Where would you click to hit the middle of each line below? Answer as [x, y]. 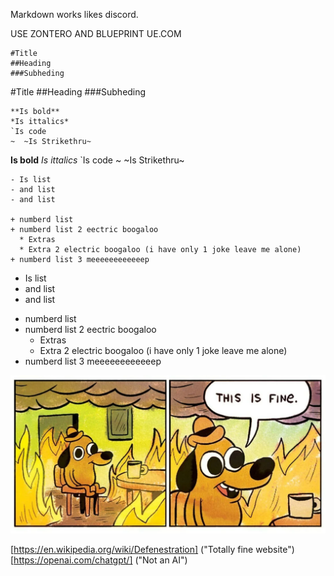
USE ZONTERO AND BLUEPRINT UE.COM [96, 33]
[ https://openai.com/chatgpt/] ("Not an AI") [99, 560]
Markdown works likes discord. [74, 14]
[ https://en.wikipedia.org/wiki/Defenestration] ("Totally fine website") [152, 550]
